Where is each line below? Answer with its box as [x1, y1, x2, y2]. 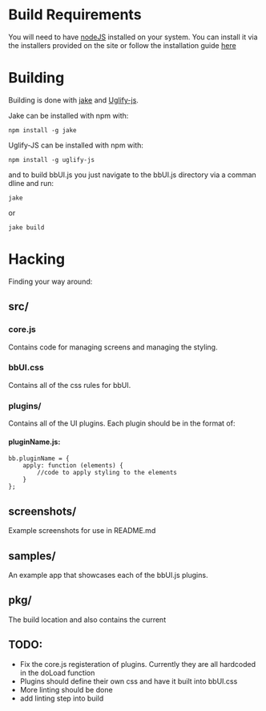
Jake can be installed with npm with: [8, 111, 129, 120]
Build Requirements [8, 6, 142, 24]
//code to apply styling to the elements [37, 469, 178, 477]
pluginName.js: [8, 437, 61, 446]
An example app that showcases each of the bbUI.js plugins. [8, 570, 208, 580]
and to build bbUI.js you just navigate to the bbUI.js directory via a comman [8, 170, 256, 180]
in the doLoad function [19, 668, 95, 677]
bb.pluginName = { [8, 454, 70, 463]
